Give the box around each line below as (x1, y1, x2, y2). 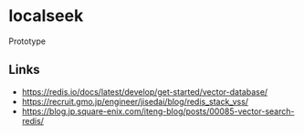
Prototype (8, 36, 47, 47)
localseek (8, 5, 84, 26)
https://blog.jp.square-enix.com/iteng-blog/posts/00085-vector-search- (21, 106, 295, 117)
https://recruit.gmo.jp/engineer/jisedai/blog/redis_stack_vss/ (21, 96, 248, 107)
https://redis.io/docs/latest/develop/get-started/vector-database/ (21, 86, 268, 97)
